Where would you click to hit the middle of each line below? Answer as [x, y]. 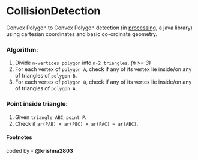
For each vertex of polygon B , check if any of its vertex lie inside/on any [103, 82]
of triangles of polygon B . [46, 76]
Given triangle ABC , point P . [51, 117]
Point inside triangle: [37, 104]
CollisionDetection [53, 11]
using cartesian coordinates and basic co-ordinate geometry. [82, 34]
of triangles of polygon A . [46, 88]
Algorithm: [22, 49]
